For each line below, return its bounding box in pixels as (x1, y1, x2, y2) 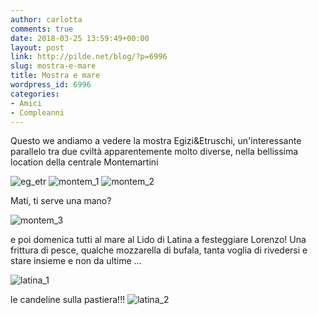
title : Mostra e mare (10, 71, 101, 81)
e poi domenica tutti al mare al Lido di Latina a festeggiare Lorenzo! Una (10, 234, 307, 246)
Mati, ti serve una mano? (10, 195, 112, 207)
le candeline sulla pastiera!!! (10, 294, 126, 306)
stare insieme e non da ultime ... (10, 255, 142, 267)
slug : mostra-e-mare (10, 61, 97, 71)
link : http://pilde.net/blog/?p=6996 (10, 52, 168, 62)
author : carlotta (10, 14, 83, 25)
